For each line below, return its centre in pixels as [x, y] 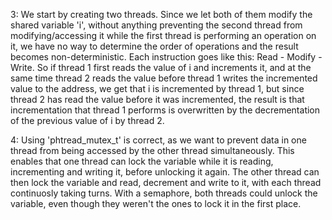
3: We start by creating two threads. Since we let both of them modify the [161, 14]
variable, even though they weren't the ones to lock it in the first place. [156, 203]
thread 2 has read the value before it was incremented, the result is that [157, 99]
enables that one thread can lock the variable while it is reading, [142, 161]
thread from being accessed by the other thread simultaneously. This [152, 150]
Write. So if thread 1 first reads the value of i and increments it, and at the [161, 67]
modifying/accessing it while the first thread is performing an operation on [163, 35]
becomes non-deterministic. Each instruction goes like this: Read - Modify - [166, 57]
